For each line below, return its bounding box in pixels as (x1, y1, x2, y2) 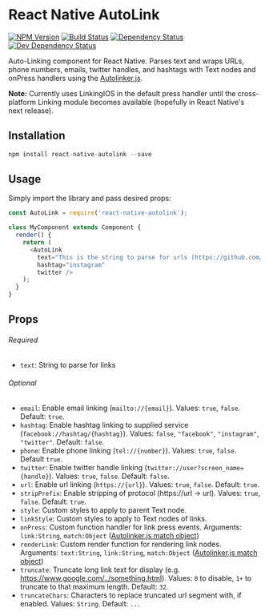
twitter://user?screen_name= (147, 464, 244, 472)
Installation (8, 129, 66, 143)
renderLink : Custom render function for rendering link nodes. (19, 539, 222, 549)
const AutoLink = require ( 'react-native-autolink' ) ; (8, 209, 188, 217)
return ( (22, 239, 52, 247)
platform (8, 97, 36, 107)
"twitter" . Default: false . (19, 437, 105, 446)
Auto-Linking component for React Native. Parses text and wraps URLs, (8, 56, 245, 66)
